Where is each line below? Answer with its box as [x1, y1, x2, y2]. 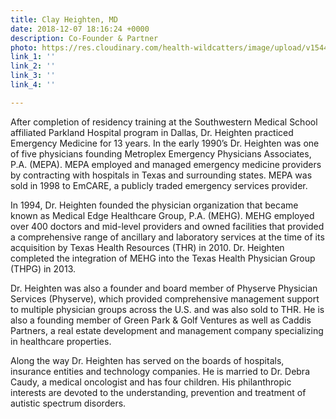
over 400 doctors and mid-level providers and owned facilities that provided [10, 220, 325, 232]
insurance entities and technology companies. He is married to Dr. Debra [10, 365, 310, 377]
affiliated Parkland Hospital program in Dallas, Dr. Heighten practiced [10, 126, 294, 138]
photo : [10, 42, 38, 53]
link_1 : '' [10, 52, 56, 62]
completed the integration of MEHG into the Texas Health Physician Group [10, 252, 316, 264]
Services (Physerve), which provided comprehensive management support [10, 292, 320, 305]
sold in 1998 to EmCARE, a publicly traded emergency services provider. [10, 179, 308, 191]
